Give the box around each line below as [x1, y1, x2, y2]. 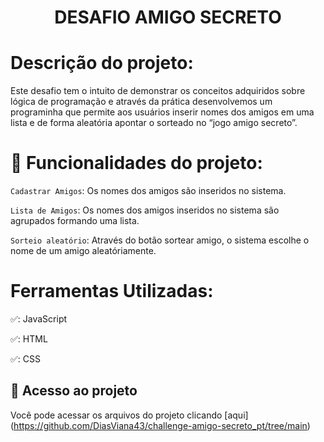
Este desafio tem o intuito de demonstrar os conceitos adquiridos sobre [10, 85, 306, 97]
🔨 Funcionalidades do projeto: [10, 152, 263, 175]
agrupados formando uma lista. [10, 215, 140, 227]
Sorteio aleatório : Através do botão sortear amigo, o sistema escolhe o [10, 234, 310, 246]
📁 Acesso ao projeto [10, 382, 138, 400]
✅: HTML [10, 333, 48, 345]
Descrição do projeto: [10, 52, 194, 75]
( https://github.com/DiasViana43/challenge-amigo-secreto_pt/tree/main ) [10, 419, 311, 431]
